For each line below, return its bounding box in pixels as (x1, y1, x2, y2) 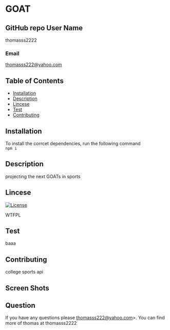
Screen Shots (5, 283, 50, 293)
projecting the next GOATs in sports (5, 173, 81, 180)
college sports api (5, 269, 44, 275)
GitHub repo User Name (5, 24, 83, 32)
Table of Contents (5, 76, 64, 85)
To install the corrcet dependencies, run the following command (5, 140, 141, 146)
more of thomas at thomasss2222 (5, 320, 77, 326)
